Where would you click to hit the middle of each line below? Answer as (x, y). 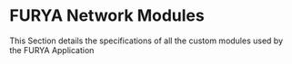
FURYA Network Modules (107, 16)
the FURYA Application (52, 50)
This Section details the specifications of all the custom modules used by (146, 41)
